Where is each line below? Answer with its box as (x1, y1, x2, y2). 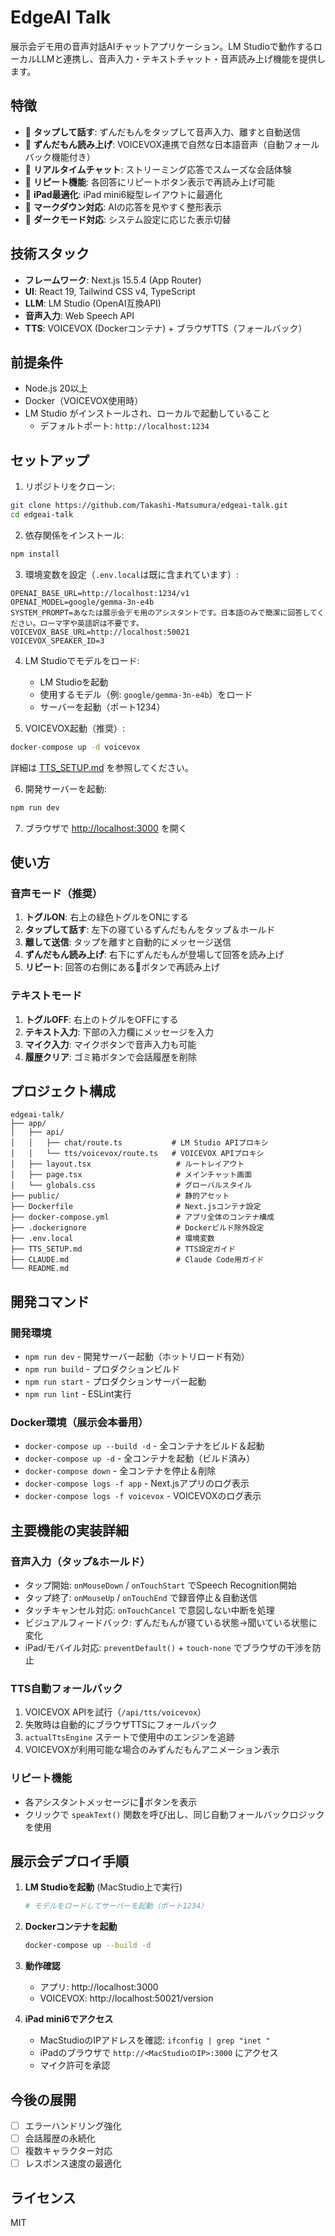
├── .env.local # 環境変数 (10, 1234, 215, 1244)
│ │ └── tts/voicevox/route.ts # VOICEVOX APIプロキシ (10, 1149, 265, 1159)
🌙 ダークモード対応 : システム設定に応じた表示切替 (24, 213, 232, 225)
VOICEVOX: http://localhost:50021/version (39, 1992, 214, 2005)
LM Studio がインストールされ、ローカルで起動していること (24, 407, 271, 420)
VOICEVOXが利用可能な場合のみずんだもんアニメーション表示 (24, 1744, 280, 1756)
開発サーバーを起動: (24, 782, 107, 795)
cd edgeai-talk (10, 510, 74, 520)
